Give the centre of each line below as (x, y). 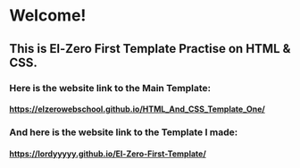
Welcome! (48, 16)
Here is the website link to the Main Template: (110, 88)
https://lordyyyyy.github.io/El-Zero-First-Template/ (108, 154)
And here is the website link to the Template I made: (124, 132)
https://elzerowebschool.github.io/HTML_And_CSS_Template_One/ (137, 109)
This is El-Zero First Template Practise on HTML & (150, 49)
